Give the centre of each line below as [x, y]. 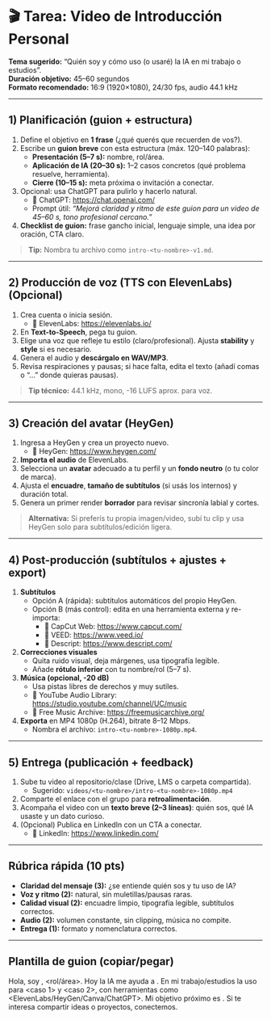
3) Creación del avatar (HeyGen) [91, 423]
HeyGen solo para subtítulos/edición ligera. [100, 527]
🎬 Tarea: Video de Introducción [115, 17]
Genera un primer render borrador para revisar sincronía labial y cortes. [140, 503]
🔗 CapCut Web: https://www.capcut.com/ [113, 627]
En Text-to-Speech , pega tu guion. [79, 332]
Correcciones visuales [59, 653]
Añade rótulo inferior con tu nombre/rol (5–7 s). [112, 670]
